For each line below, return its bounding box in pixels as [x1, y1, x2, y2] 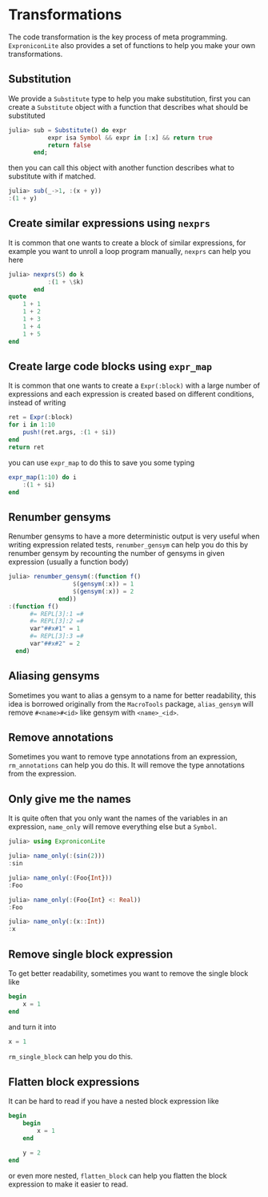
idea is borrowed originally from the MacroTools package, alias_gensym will [8, 699, 254, 708]
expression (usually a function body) [8, 557, 130, 566]
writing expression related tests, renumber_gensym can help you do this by [8, 540, 249, 550]
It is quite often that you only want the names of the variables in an [8, 813, 228, 823]
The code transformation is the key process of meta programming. [8, 32, 228, 42]
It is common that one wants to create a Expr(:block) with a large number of [8, 381, 260, 390]
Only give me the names [8, 792, 132, 806]
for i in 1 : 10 [8, 421, 56, 429]
